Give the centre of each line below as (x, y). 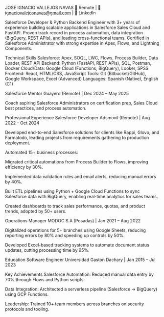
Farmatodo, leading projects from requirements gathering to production (77, 138)
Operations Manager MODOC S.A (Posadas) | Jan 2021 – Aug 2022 (73, 221)
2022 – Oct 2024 (22, 123)
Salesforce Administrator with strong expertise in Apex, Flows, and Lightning (82, 43)
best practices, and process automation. (46, 108)
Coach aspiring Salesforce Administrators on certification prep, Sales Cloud (82, 103)
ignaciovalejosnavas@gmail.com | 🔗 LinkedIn (51, 13)
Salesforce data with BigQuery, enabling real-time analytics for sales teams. (82, 197)
